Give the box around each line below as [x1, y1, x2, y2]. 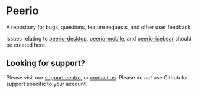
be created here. [6, 41, 47, 48]
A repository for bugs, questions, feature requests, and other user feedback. [6, 24, 192, 31]
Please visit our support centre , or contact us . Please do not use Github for [6, 74, 189, 81]
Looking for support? [6, 58, 86, 68]
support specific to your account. [6, 80, 87, 87]
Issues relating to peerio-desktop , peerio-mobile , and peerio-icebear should [6, 35, 192, 42]
